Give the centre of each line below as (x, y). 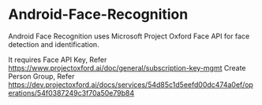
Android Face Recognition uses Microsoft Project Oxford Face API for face (129, 36)
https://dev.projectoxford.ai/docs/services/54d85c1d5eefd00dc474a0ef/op (131, 85)
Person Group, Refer (41, 76)
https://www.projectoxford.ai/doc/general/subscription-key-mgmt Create (127, 67)
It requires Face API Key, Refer (58, 60)
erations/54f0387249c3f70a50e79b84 (71, 92)
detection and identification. (54, 44)
